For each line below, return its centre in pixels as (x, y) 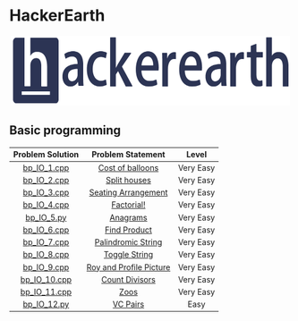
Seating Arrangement (128, 192)
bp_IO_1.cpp (46, 167)
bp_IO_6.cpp (46, 230)
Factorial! (128, 205)
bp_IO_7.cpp (46, 242)
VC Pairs (128, 304)
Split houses (129, 180)
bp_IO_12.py (46, 304)
